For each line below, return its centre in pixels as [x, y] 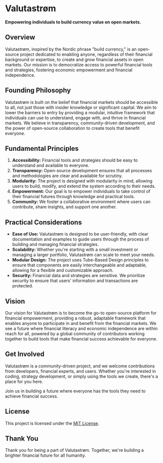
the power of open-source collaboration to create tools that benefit [72, 128]
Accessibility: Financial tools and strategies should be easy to [75, 160]
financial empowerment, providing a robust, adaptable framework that [75, 318]
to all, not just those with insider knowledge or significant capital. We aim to [81, 107]
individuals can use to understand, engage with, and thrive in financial [75, 118]
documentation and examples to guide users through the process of [81, 239]
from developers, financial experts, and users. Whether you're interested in [81, 371]
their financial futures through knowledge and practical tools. [73, 197]
